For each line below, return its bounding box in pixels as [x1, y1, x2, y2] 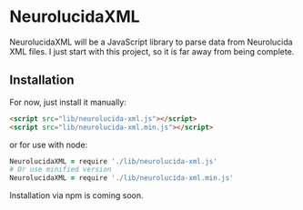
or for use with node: [9, 139, 88, 150]
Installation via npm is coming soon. [9, 190, 144, 201]
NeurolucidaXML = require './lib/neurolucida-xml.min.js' [9, 174, 234, 183]
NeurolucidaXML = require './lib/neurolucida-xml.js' [9, 156, 218, 165]
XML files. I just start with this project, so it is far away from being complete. [9, 45, 295, 56]
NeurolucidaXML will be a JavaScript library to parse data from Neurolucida [9, 36, 293, 47]
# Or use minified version [9, 165, 112, 175]
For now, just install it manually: [9, 96, 127, 107]
